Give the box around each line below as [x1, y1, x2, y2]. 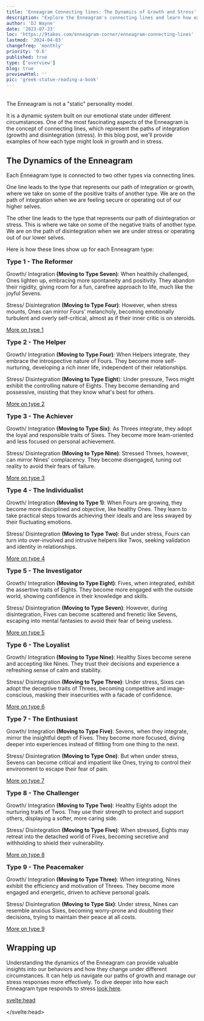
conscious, [6, 691, 34, 698]
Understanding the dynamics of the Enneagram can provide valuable [6, 958, 178, 966]
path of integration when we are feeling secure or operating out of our [6, 196, 182, 204]
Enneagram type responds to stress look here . [6, 985, 123, 992]
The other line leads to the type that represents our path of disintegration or [6, 214, 195, 222]
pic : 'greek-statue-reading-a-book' [6, 77, 99, 83]
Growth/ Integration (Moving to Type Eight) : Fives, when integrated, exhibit [6, 579, 195, 586]
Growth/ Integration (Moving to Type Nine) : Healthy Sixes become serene [6, 653, 191, 661]
